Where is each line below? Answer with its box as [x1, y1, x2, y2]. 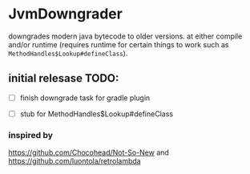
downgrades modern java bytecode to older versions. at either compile [8, 31, 243, 41]
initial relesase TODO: [8, 71, 119, 85]
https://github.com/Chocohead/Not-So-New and [8, 148, 170, 157]
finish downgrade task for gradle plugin [19, 93, 151, 103]
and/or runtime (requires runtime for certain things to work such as [8, 39, 229, 49]
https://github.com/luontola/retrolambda [8, 156, 142, 166]
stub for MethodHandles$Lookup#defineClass [19, 109, 174, 119]
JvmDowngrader [8, 5, 123, 23]
